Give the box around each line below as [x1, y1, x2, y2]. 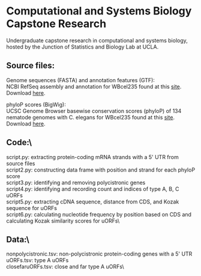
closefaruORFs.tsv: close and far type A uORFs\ [6, 263, 124, 271]
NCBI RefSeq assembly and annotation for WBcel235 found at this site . [6, 83, 182, 90]
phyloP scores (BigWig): [6, 101, 66, 108]
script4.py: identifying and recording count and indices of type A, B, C [6, 185, 179, 193]
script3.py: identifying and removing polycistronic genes [6, 179, 146, 186]
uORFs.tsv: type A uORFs [6, 257, 69, 264]
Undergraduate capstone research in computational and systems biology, [6, 37, 188, 44]
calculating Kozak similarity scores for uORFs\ [6, 217, 120, 224]
